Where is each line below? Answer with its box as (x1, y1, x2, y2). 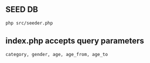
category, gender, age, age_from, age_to (5, 51, 108, 57)
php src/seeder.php (5, 20, 53, 26)
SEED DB (5, 5, 39, 15)
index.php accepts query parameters (5, 36, 145, 46)
